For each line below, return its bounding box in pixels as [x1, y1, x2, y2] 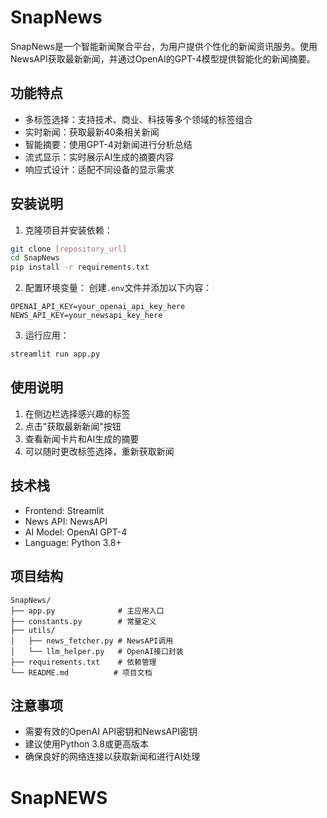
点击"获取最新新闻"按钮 [24, 420, 122, 432]
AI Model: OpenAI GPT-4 [24, 526, 128, 538]
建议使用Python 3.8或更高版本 [24, 738, 149, 750]
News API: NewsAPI [24, 515, 108, 527]
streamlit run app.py [10, 349, 101, 360]
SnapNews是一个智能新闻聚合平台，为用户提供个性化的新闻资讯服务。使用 [10, 40, 318, 52]
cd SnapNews [10, 253, 60, 263]
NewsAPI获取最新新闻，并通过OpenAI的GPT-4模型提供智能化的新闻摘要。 [10, 52, 316, 65]
